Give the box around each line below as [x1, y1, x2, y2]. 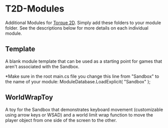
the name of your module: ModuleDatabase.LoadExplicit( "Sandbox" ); [5, 78, 151, 84]
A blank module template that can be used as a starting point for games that [5, 58, 162, 64]
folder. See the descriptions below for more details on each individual [5, 25, 149, 31]
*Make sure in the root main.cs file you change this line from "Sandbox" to [5, 73, 159, 79]
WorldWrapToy [5, 93, 54, 102]
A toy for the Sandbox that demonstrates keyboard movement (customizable [5, 106, 163, 112]
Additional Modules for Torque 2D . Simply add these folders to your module [5, 20, 161, 26]
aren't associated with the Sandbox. [5, 63, 80, 69]
